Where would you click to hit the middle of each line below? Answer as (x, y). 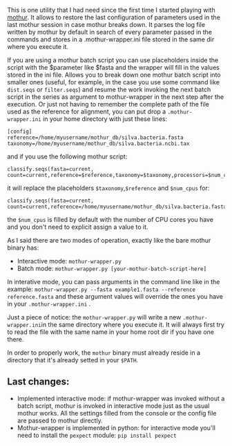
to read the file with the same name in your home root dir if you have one (111, 332)
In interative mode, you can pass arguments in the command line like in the (114, 282)
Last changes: (38, 382)
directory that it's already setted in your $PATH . (73, 360)
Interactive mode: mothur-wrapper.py (69, 261)
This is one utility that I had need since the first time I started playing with (111, 10)
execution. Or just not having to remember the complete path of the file (108, 104)
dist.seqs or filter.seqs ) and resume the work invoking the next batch (109, 90)
